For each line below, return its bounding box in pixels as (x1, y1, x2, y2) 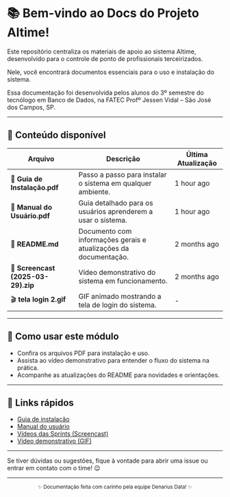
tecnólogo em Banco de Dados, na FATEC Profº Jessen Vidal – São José (7, 95, 212, 104)
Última (186, 149, 208, 159)
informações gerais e (78, 234, 147, 244)
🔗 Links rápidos (7, 397, 74, 409)
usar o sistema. (78, 215, 128, 225)
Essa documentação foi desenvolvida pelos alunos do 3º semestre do (7, 88, 204, 97)
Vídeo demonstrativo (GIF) (16, 437, 92, 446)
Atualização (177, 158, 217, 168)
